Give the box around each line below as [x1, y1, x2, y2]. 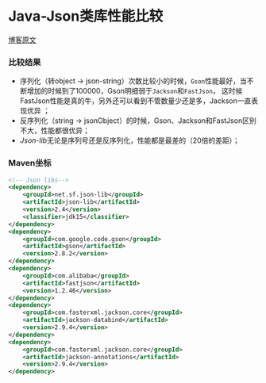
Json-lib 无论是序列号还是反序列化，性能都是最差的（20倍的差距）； [19, 136, 241, 145]
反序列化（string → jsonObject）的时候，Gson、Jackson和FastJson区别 [19, 116, 256, 125]
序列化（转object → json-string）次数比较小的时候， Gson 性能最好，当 [19, 76, 248, 86]
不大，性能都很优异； [19, 126, 90, 136]
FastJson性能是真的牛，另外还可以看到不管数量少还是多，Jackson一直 [19, 96, 252, 105]
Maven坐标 [8, 158, 52, 169]
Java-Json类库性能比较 [8, 7, 164, 25]
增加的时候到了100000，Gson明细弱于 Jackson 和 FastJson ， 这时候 [26, 86, 243, 96]
